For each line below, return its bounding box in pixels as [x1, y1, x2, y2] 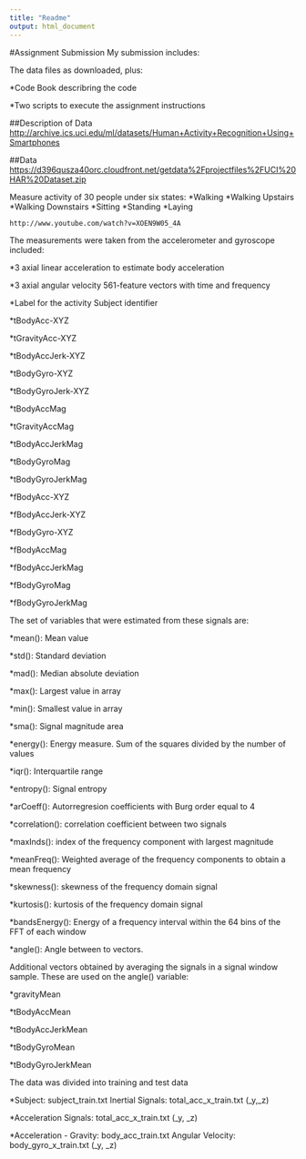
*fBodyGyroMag [9, 579, 71, 590]
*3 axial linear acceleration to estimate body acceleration [9, 261, 225, 273]
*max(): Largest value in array [9, 685, 121, 696]
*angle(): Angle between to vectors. [9, 943, 144, 954]
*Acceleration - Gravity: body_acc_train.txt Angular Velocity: [9, 1130, 237, 1141]
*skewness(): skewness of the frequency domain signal [9, 880, 219, 892]
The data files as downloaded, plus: [9, 65, 144, 76]
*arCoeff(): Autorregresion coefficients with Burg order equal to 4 [9, 800, 255, 811]
